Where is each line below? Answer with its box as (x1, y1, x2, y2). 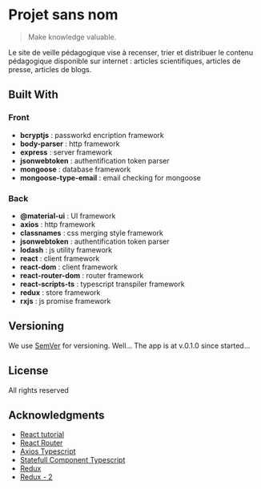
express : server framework (19, 147, 113, 157)
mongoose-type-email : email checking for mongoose (19, 172, 202, 182)
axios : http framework (19, 219, 96, 229)
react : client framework (19, 253, 100, 263)
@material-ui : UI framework (19, 211, 116, 220)
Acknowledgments (8, 408, 106, 422)
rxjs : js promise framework (19, 296, 111, 305)
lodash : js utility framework (19, 244, 113, 254)
